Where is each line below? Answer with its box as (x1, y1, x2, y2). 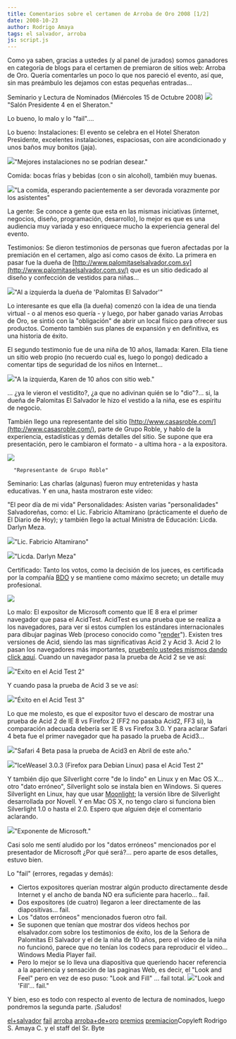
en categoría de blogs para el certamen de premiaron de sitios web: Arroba (7, 64, 226, 72)
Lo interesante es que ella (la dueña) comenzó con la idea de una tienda (7, 302, 217, 310)
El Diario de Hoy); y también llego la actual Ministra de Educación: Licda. (7, 515, 218, 524)
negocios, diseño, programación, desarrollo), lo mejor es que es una (7, 215, 206, 223)
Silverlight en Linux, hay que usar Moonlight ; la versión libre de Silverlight (7, 789, 221, 799)
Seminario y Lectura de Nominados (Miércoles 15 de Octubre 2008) (7, 93, 204, 102)
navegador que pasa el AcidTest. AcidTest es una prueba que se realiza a (7, 616, 221, 624)
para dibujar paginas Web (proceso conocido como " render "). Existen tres (7, 630, 223, 639)
